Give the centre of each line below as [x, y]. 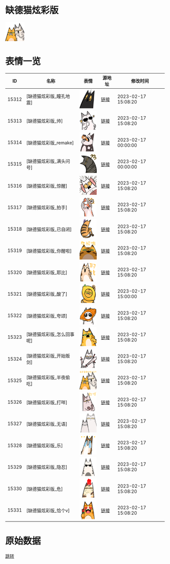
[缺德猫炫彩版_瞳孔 [46, 96]
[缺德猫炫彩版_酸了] [47, 294]
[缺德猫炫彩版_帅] [45, 121]
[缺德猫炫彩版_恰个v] [48, 510]
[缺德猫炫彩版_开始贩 [48, 356]
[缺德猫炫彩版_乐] [45, 446]
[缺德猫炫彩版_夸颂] [47, 315]
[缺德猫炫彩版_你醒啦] [49, 251]
